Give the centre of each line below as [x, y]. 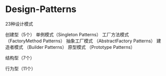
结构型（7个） [20, 58]
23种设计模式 [19, 24]
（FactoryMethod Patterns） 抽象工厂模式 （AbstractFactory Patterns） [80, 41]
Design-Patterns [41, 9]
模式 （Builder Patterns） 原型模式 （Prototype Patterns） [75, 47]
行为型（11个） [21, 68]
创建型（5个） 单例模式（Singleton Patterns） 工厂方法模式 [67, 34]
